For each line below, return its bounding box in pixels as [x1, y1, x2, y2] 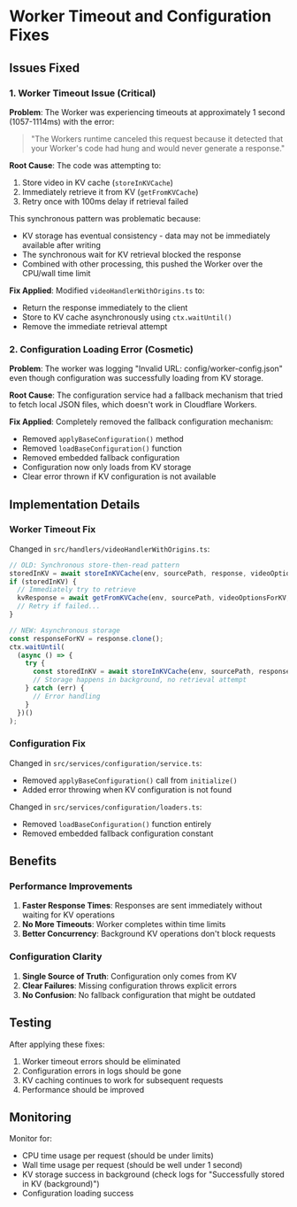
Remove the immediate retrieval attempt [21, 321, 168, 331]
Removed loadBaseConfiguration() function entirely [21, 818, 212, 829]
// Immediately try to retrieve [17, 585, 137, 594]
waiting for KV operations [21, 909, 115, 920]
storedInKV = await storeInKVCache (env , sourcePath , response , [9, 569, 247, 577]
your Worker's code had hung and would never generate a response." [30, 143, 286, 153]
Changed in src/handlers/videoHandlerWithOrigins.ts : [9, 543, 210, 554]
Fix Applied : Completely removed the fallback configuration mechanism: [9, 416, 274, 427]
